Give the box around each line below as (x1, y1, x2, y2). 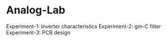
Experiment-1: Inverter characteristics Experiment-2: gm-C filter (6, 23, 161, 30)
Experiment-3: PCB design (6, 29, 71, 36)
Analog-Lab (6, 3, 66, 17)
